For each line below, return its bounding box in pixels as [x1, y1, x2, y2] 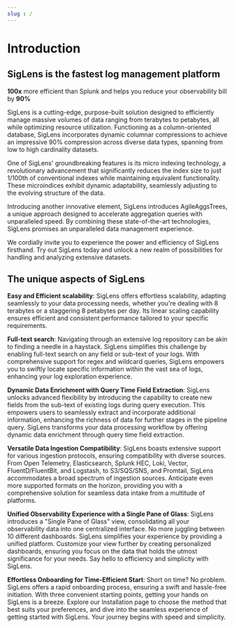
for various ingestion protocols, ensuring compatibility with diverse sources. [7, 451, 226, 460]
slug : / [7, 10, 33, 18]
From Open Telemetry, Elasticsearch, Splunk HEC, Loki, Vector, [7, 459, 189, 467]
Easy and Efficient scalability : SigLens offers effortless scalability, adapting [7, 292, 226, 300]
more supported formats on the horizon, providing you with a [7, 482, 183, 490]
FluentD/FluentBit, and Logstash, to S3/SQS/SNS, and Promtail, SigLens [7, 467, 214, 475]
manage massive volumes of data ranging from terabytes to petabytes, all [7, 115, 219, 123]
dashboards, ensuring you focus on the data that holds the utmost [7, 547, 198, 556]
